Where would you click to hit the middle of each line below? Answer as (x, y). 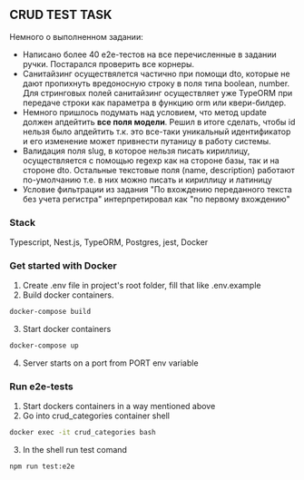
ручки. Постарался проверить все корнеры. (108, 64)
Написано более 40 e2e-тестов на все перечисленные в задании (149, 54)
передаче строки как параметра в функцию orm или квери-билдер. (154, 103)
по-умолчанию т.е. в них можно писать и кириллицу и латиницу (147, 180)
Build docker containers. (68, 295)
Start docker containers (67, 329)
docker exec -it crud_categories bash (83, 433)
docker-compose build (50, 312)
